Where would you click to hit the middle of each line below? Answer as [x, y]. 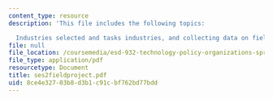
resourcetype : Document [49, 68]
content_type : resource [49, 16]
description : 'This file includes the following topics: [107, 23]
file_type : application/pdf [56, 60]
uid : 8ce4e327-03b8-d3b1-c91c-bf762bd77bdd [83, 82]
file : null [27, 45]
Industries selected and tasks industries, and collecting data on [132, 38]
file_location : [34, 53]
